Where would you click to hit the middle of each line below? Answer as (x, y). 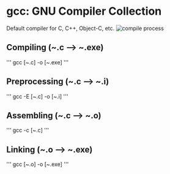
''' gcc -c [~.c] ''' (28, 130)
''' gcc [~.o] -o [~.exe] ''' (38, 164)
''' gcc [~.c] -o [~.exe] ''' (38, 62)
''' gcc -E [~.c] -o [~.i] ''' (37, 96)
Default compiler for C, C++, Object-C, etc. (61, 28)
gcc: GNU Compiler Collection (84, 11)
